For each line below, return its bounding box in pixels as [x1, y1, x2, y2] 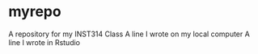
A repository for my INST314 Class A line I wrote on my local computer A [8, 29, 251, 39]
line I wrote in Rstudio [8, 37, 81, 47]
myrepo [8, 2, 62, 21]
